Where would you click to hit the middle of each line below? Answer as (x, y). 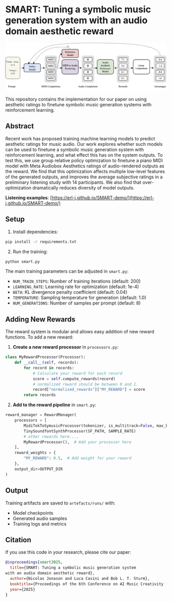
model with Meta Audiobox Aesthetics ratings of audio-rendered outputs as (85, 166)
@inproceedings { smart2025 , (34, 562)
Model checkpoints (33, 513)
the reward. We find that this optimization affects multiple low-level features (85, 171)
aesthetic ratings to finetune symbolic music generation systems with (79, 105)
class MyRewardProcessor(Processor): (46, 357)
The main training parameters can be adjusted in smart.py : (67, 271)
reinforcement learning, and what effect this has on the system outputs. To (84, 155)
